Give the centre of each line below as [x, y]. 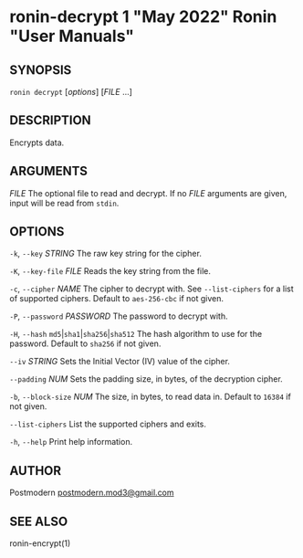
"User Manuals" [72, 36]
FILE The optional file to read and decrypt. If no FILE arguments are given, [148, 193]
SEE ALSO [39, 521]
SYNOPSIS [41, 70]
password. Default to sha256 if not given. [85, 343]
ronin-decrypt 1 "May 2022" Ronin [143, 17]
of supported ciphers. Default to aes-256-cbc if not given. [117, 299]
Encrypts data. [37, 142]
